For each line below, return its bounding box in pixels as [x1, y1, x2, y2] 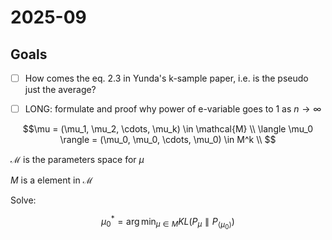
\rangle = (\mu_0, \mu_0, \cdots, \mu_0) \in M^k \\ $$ [59, 134, 277, 146]
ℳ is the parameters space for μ [10, 154, 145, 166]
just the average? [24, 84, 97, 96]
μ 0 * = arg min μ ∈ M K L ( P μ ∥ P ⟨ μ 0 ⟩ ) [101, 214, 235, 231]
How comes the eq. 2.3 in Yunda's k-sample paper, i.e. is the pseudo [24, 72, 309, 84]
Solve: [10, 194, 37, 206]
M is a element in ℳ [10, 174, 93, 186]
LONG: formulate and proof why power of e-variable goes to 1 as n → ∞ [24, 103, 322, 115]
